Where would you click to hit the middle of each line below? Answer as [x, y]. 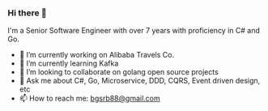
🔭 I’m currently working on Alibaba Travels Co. [97, 55]
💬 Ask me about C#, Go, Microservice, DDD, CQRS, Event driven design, [140, 81]
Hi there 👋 [28, 13]
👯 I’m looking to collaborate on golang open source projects [119, 72]
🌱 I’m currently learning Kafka [69, 63]
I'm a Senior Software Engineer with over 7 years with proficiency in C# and [134, 31]
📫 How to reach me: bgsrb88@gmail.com [89, 98]
